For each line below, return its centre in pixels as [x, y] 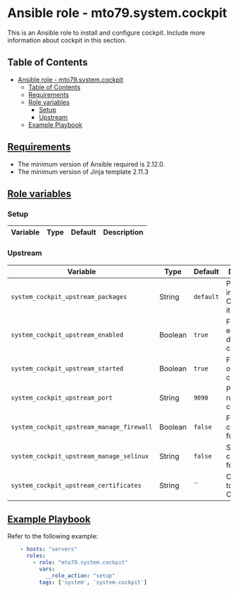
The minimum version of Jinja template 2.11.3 [83, 171]
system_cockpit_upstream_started [67, 368]
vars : [47, 569]
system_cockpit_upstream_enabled [67, 335]
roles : [36, 556]
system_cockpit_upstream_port [62, 397]
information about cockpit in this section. [67, 40]
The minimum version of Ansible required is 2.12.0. [91, 164]
